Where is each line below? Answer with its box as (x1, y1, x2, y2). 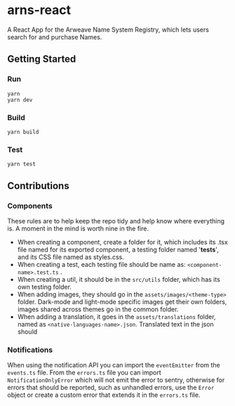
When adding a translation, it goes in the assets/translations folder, (17, 312, 216, 321)
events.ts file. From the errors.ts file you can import (7, 368, 161, 377)
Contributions (7, 180, 69, 192)
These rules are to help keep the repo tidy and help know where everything (7, 216, 225, 225)
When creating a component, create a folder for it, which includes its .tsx (17, 237, 228, 246)
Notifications (7, 345, 53, 355)
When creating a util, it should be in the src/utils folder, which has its (17, 275, 221, 283)
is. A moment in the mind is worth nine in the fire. (7, 224, 149, 233)
